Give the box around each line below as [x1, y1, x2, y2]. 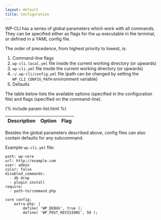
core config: [5, 197, 32, 202]
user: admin [5, 162, 30, 168]
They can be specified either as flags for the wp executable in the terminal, [5, 31, 156, 37]
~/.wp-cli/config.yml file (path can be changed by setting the [12, 71, 139, 76]
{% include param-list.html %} [5, 106, 67, 111]
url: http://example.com [5, 158, 56, 163]
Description [7, 117, 36, 124]
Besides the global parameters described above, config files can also [5, 129, 146, 136]
